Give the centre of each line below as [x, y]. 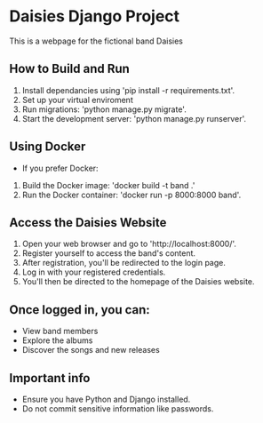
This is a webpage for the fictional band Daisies [96, 41]
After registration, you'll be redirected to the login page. [124, 263]
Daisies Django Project [95, 16]
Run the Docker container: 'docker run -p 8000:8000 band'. [131, 195]
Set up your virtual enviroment [77, 100]
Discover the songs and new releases [91, 350]
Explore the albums [57, 340]
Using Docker [48, 147]
